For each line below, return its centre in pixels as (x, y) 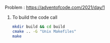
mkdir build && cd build (38, 27)
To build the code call (35, 17)
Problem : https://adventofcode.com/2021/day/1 (55, 7)
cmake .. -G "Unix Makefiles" (44, 31)
